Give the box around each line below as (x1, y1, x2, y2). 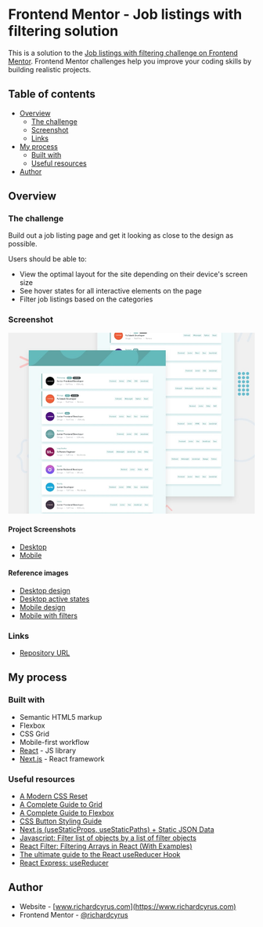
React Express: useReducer (19, 858, 109, 868)
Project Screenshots (8, 524, 76, 534)
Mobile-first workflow (19, 737, 90, 746)
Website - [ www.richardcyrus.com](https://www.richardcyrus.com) (19, 901, 236, 911)
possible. (8, 239, 38, 249)
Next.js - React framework (19, 754, 105, 763)
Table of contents (8, 88, 95, 101)
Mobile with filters (19, 611, 78, 620)
